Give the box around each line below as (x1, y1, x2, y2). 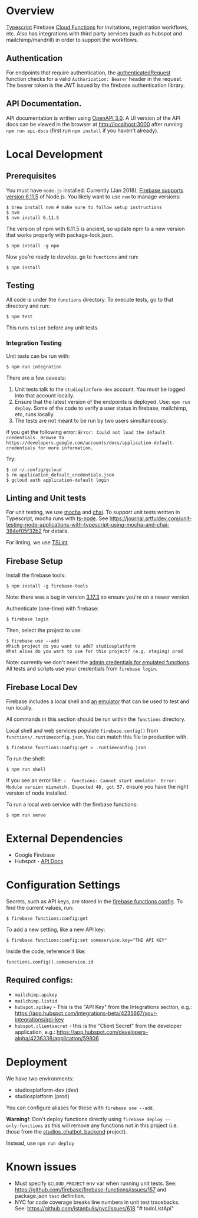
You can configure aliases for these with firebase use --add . (6, 1104, 154, 1111)
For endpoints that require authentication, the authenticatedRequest (6, 69, 171, 76)
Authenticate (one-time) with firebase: (6, 605, 99, 612)
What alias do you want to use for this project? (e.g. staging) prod (6, 648, 183, 655)
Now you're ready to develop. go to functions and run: (6, 253, 139, 260)
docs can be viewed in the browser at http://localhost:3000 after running (6, 120, 183, 128)
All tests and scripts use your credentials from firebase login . (6, 665, 158, 672)
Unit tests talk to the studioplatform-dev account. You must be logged (14, 386, 186, 393)
